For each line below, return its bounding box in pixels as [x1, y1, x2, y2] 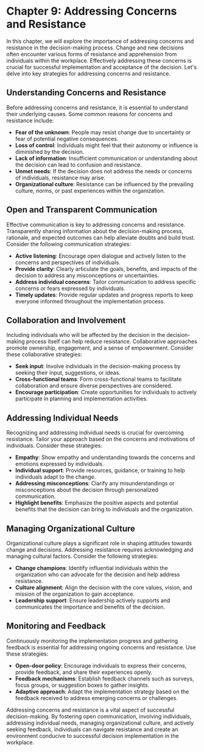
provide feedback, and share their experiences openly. [15, 668, 153, 676]
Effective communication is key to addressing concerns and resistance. [6, 221, 186, 228]
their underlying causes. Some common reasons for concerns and [6, 110, 172, 117]
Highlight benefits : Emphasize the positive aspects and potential [15, 499, 178, 507]
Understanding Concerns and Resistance [6, 87, 166, 98]
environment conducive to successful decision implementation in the [6, 732, 179, 739]
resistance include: [6, 117, 54, 124]
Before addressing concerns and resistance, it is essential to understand [6, 104, 188, 111]
